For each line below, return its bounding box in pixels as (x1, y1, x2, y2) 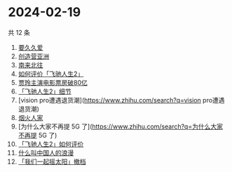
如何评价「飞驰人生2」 (18, 70, 84, 78)
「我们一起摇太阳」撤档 (18, 157, 86, 166)
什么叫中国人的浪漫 (18, 148, 74, 157)
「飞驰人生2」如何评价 (18, 140, 84, 148)
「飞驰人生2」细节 (18, 87, 72, 95)
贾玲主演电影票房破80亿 (18, 78, 88, 86)
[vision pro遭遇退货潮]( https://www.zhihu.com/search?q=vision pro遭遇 (18, 95, 225, 104)
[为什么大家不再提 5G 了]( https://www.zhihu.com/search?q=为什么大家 (18, 122, 224, 131)
